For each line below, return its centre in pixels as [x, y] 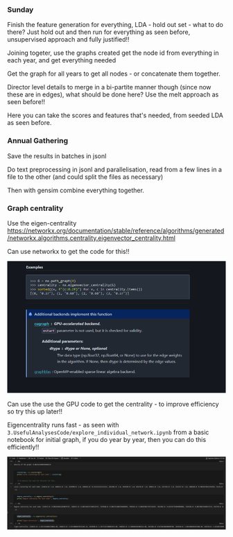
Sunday [20, 10]
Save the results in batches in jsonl [57, 156]
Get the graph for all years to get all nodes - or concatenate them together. [114, 74]
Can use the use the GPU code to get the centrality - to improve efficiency [113, 404]
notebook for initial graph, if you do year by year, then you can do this [107, 440]
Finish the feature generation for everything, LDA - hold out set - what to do [115, 25]
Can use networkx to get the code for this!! [68, 251]
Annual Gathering [37, 141]
